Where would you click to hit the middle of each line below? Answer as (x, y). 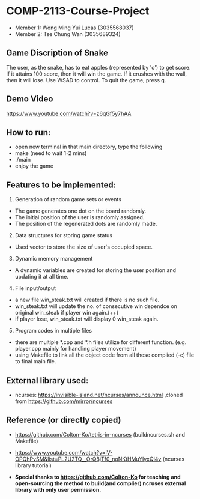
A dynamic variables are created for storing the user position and (95, 270)
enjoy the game (34, 166)
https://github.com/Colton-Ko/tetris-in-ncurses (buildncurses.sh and (100, 434)
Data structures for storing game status (64, 235)
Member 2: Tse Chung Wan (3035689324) (68, 34)
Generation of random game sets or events (68, 199)
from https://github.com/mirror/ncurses (64, 401)
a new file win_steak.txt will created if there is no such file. (87, 300)
